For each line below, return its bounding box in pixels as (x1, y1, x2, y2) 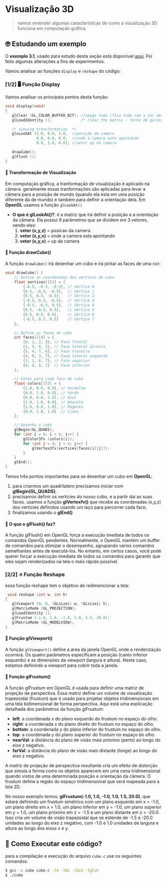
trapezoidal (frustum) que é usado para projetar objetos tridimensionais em (5, 695, 159, 701)
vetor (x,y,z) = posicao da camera (19, 227, 90, 233)
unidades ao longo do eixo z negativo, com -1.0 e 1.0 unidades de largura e (5, 820, 159, 826)
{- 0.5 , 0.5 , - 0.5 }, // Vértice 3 (23, 298, 94, 303)
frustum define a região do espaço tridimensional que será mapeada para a (5, 778, 160, 784)
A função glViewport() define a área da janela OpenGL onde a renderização (5, 646, 162, 652)
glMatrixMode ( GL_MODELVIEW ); (11, 620, 75, 625)
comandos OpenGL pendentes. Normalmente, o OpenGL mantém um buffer (5, 538, 161, 544)
